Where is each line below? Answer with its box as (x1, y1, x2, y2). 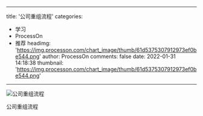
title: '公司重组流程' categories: (6, 13, 83, 20)
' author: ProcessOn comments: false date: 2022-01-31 (39, 53, 176, 60)
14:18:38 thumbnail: (14, 59, 64, 66)
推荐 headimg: (14, 40, 51, 47)
